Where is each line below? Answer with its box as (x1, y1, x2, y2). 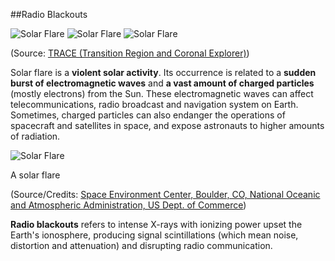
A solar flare (10, 169, 61, 181)
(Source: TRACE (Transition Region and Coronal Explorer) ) (10, 47, 250, 59)
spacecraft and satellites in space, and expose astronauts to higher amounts (10, 120, 325, 131)
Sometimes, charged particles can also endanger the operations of (10, 109, 286, 121)
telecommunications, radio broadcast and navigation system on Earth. (10, 99, 299, 110)
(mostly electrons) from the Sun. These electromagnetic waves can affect (10, 88, 314, 99)
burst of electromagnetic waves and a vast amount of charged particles (10, 77, 315, 89)
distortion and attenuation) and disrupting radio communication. (10, 240, 273, 251)
